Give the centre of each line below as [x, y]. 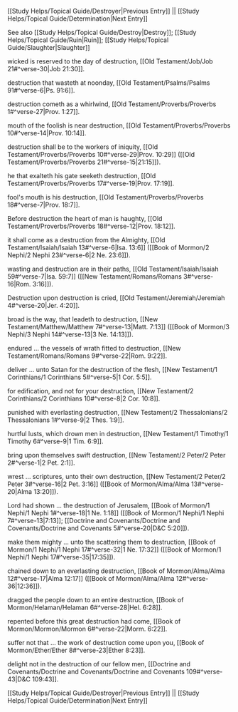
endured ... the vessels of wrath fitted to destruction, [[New [94, 348]
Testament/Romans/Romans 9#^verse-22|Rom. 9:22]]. [87, 356]
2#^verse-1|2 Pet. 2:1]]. [41, 463]
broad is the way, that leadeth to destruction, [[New [83, 319]
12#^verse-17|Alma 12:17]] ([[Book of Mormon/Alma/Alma [91, 578]
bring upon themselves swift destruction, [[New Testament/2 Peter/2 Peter [117, 455]
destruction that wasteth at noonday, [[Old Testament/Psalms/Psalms [109, 83]
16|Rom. [19, 284]
